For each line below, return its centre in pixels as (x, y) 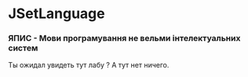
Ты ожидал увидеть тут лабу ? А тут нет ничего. (89, 65)
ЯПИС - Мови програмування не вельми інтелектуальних (124, 38)
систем (23, 48)
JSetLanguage (57, 14)
